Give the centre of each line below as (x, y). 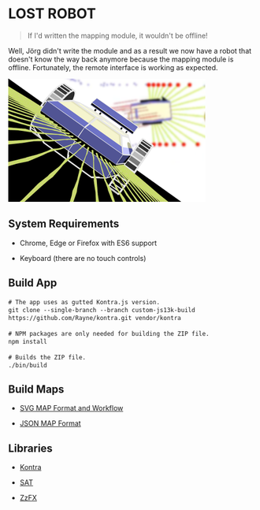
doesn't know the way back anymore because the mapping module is (121, 59)
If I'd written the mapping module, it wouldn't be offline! (117, 35)
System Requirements (64, 224)
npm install (28, 341)
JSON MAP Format (50, 423)
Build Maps (36, 389)
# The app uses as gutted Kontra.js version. (84, 302)
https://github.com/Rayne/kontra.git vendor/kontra (95, 318)
